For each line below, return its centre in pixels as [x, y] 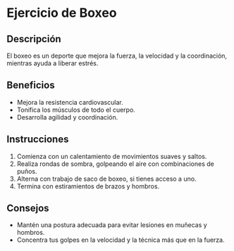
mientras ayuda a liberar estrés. [53, 63]
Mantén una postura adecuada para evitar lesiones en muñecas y [112, 225]
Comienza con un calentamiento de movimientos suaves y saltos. [112, 156]
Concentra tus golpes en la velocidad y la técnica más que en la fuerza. [121, 240]
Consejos [28, 208]
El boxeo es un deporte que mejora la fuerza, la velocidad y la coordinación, [117, 56]
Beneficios [31, 85]
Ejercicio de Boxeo [62, 13]
